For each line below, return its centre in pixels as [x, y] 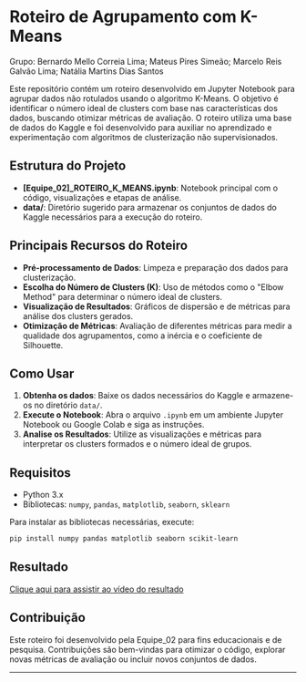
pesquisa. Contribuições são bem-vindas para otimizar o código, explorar [148, 649]
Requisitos [40, 473]
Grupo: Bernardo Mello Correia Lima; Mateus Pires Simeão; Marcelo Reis [146, 61]
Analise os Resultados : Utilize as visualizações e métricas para [142, 434]
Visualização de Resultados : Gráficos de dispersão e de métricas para [156, 306]
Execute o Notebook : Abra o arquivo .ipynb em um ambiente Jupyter [153, 415]
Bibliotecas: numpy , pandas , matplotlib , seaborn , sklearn [126, 504]
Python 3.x [43, 495]
